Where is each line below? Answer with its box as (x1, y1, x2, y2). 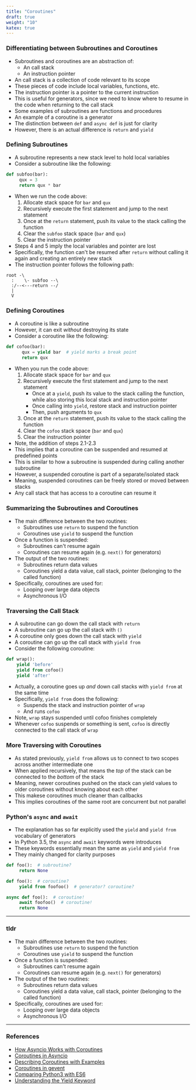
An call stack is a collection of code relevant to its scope (14, 76, 150, 83)
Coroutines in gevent (14, 1064, 65, 1071)
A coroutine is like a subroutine (14, 320, 89, 327)
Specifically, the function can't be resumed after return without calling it (14, 249, 188, 256)
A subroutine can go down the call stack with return (14, 620, 140, 627)
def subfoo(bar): (6, 171, 48, 177)
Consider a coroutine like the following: (14, 332, 109, 340)
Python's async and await (6, 813, 78, 821)
